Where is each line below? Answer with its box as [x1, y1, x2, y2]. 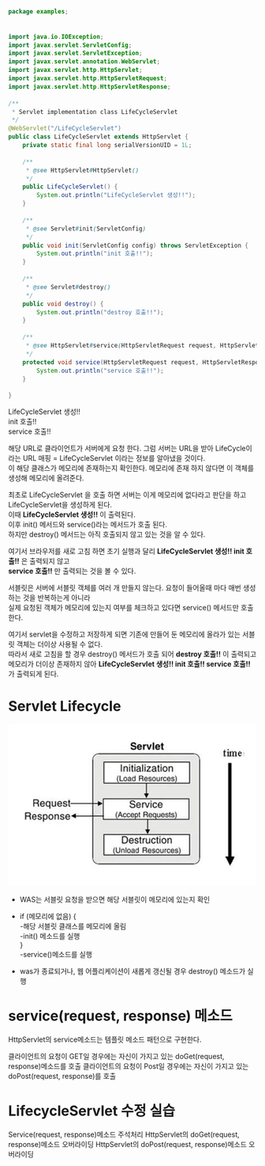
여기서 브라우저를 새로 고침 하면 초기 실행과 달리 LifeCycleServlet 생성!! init [8, 546, 244, 556]
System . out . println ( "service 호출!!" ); [36, 367, 164, 374]
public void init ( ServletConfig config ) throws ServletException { [22, 241, 248, 249]
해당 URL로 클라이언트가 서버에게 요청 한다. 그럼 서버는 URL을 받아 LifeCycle [8, 443, 246, 454]
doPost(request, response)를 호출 [8, 1072, 117, 1081]
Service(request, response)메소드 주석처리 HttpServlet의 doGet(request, [8, 1130, 241, 1139]
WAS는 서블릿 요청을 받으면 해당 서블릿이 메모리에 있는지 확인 [19, 894, 211, 905]
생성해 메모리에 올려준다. [8, 473, 84, 483]
